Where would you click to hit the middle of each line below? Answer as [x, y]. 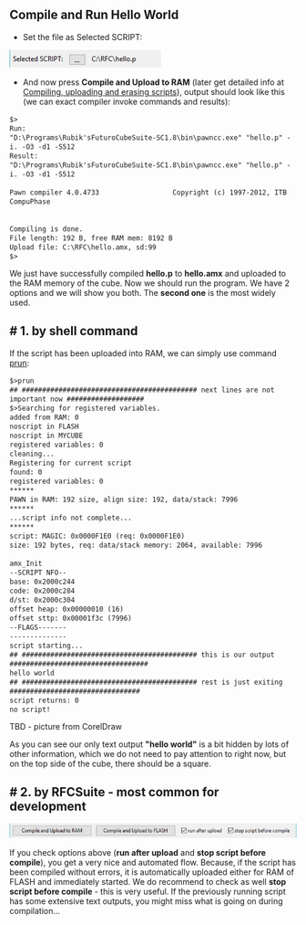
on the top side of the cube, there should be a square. [111, 763]
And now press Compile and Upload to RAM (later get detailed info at [153, 82]
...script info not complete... [71, 518]
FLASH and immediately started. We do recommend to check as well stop [148, 881]
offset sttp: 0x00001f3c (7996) [71, 618]
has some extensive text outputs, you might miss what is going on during [147, 901]
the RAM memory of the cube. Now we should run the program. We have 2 [149, 283]
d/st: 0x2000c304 [42, 600]
